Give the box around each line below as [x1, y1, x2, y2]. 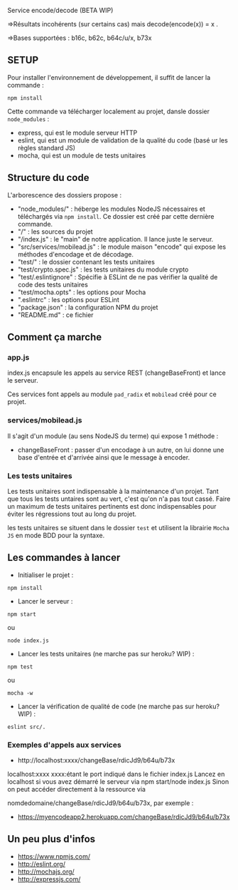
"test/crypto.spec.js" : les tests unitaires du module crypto [17, 265, 189, 274]
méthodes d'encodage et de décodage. [17, 249, 134, 259]
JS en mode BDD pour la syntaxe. [7, 531, 105, 539]
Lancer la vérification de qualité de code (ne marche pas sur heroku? [17, 702, 220, 710]
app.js [7, 352, 30, 362]
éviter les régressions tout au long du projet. [7, 509, 137, 518]
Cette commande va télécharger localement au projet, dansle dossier [7, 107, 210, 115]
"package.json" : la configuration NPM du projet [17, 303, 158, 311]
